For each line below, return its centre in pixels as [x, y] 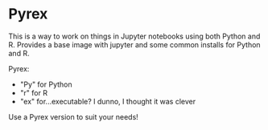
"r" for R [34, 92]
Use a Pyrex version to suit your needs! [73, 116]
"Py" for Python [46, 84]
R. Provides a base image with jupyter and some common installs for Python [134, 44]
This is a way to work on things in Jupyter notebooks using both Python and [134, 36]
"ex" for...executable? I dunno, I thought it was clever [107, 101]
